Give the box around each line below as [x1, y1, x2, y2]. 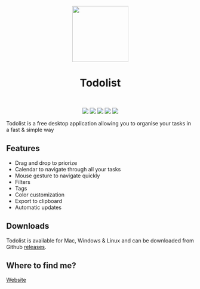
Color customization [14, 191, 64, 198]
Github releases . [6, 243, 47, 250]
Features [6, 143, 40, 153]
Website [6, 276, 27, 284]
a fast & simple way [6, 126, 54, 133]
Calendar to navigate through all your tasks [14, 165, 121, 173]
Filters [14, 178, 31, 185]
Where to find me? [6, 260, 76, 270]
